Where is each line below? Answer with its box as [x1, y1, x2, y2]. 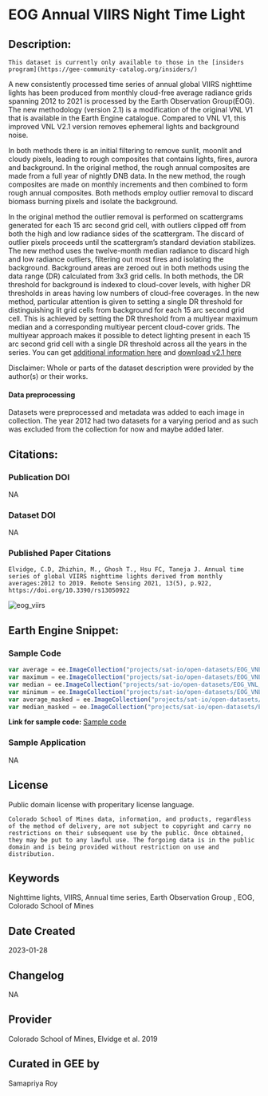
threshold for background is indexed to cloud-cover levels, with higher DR [8, 280, 251, 289]
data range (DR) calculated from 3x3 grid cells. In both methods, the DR [8, 271, 244, 281]
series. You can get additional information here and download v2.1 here [8, 348, 242, 357]
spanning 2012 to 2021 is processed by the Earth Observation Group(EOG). [8, 97, 255, 105]
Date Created [8, 924, 76, 938]
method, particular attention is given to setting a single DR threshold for [8, 297, 243, 306]
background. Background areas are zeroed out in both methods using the [8, 263, 250, 272]
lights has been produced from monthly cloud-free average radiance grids [8, 88, 253, 97]
